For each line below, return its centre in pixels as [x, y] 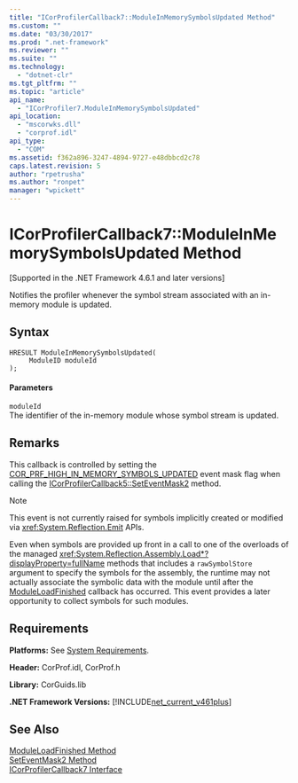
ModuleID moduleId [63, 360]
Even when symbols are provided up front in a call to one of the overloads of [149, 544]
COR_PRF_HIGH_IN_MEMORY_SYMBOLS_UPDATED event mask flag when [145, 474]
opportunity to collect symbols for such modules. [99, 600]
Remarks [35, 443]
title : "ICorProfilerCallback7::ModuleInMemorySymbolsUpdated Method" [142, 17]
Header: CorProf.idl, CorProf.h [65, 667]
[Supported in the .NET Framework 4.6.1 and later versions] [117, 278]
